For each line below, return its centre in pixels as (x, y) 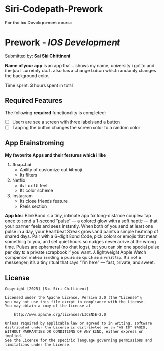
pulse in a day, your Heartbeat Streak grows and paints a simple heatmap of (82, 231)
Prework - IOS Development (63, 42)
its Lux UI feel (33, 185)
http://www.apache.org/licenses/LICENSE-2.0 (60, 315)
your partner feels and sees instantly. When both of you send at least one (79, 226)
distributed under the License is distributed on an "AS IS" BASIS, (76, 328)
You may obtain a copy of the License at (48, 306)
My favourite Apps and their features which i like (56, 155)
